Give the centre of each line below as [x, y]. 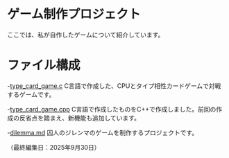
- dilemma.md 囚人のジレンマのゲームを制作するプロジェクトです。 [103, 132]
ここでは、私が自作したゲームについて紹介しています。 [86, 35]
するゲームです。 [31, 94]
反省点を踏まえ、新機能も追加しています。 [80, 118]
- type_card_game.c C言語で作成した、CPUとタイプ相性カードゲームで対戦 [114, 86]
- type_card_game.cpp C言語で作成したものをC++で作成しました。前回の [112, 109]
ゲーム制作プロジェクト [74, 14]
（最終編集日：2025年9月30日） [54, 147]
